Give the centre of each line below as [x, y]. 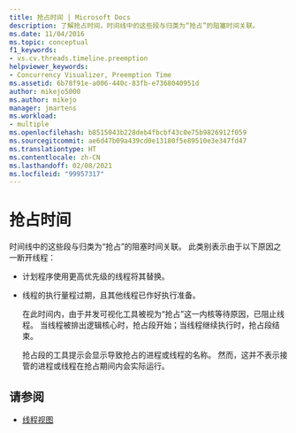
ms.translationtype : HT [53, 149]
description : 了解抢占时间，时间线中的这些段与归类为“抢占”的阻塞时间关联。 [134, 26]
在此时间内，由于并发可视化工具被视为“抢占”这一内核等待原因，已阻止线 [153, 314]
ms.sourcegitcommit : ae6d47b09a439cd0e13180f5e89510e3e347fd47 [128, 141]
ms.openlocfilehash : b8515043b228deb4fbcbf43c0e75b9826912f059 [128, 133]
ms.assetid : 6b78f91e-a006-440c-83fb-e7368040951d [104, 83]
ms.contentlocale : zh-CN [55, 157]
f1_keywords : [33, 50]
